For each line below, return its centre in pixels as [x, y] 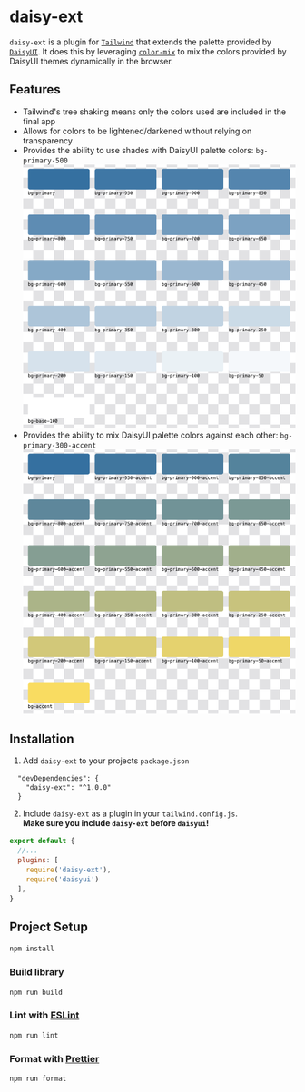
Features [35, 89]
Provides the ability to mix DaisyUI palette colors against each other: [150, 435]
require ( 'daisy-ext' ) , [69, 870]
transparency [47, 140]
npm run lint [34, 1035]
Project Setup [49, 926]
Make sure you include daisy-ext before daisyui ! [116, 823]
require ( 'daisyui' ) [63, 879]
